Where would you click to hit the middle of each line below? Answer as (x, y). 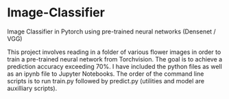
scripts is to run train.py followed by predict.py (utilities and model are (106, 81)
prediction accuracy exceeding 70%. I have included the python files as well (115, 66)
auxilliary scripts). (32, 88)
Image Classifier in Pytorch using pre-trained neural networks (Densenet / (111, 31)
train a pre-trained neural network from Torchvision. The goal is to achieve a (115, 59)
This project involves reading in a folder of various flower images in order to (114, 52)
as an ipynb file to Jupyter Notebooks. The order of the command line (106, 74)
